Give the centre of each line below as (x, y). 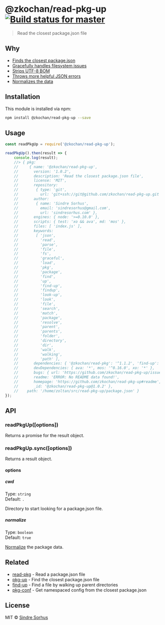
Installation (23, 97)
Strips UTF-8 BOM (31, 71)
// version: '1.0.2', (42, 171)
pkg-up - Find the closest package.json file (56, 579)
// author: (32, 199)
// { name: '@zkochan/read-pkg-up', (56, 167)
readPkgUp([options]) (32, 425)
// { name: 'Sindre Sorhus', (52, 203)
